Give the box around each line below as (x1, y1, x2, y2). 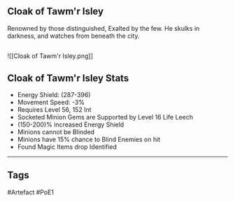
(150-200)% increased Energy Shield (17, 120, 124, 129)
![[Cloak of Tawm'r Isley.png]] (7, 52, 93, 60)
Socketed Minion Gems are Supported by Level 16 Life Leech (17, 113, 194, 122)
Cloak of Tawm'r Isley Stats (7, 72, 129, 84)
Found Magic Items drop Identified (17, 143, 117, 151)
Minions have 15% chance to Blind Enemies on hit (17, 136, 161, 144)
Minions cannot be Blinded (17, 128, 95, 136)
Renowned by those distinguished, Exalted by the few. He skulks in (7, 24, 200, 32)
